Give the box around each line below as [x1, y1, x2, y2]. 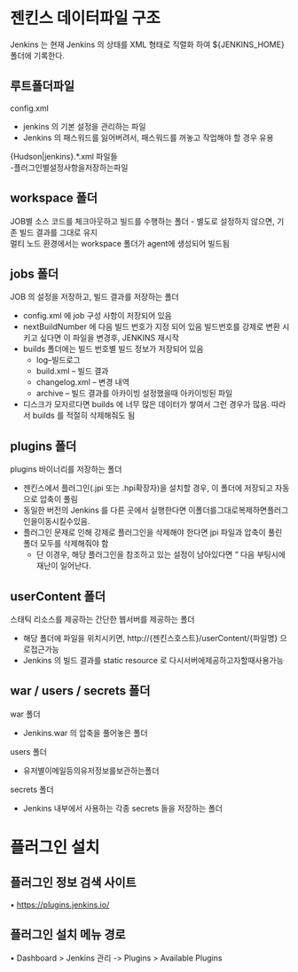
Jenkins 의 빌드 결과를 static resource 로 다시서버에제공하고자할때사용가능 [22, 655, 285, 665]
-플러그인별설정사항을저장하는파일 [10, 161, 129, 173]
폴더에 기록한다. [10, 50, 66, 60]
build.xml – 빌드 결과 [35, 365, 109, 377]
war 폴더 [10, 709, 41, 719]
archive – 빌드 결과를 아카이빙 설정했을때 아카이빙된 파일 [35, 388, 233, 399]
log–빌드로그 [35, 355, 81, 365]
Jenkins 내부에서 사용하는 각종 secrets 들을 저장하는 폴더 [22, 803, 223, 813]
